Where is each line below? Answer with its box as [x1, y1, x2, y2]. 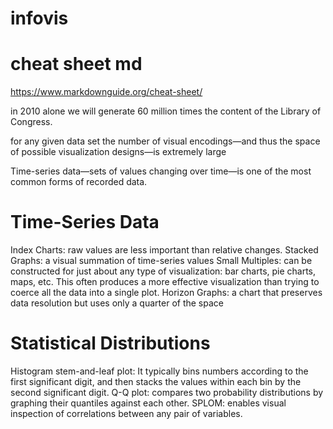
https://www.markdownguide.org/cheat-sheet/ [10, 86, 203, 98]
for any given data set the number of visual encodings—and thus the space [10, 135, 321, 147]
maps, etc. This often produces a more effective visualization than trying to [10, 276, 320, 288]
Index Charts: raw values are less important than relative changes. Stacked [10, 244, 319, 256]
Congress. [10, 116, 53, 128]
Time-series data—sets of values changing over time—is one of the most [10, 165, 312, 177]
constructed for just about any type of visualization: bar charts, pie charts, [10, 265, 317, 277]
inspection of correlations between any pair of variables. [10, 408, 243, 419]
